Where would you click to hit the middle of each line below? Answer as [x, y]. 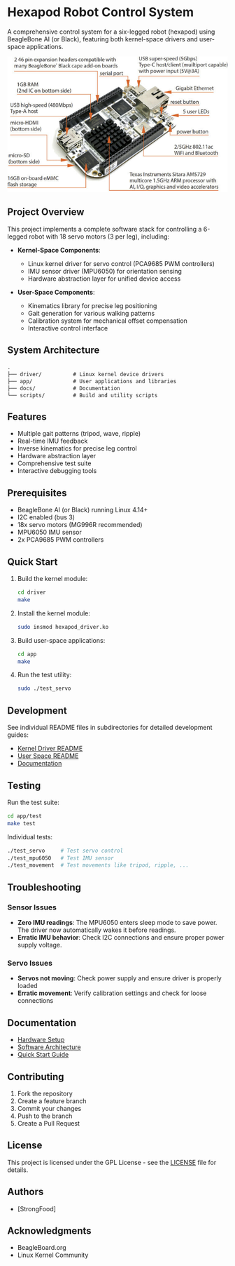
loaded [27, 986]
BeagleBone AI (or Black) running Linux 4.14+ [83, 510]
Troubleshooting [44, 887]
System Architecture [54, 351]
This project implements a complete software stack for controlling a [105, 229]
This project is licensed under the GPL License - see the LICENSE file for [112, 1162]
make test [22, 823]
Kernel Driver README [50, 749]
